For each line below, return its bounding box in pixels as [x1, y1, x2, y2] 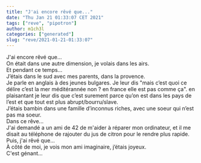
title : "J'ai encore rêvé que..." [6, 8, 94, 15]
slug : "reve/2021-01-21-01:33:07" [6, 37, 94, 43]
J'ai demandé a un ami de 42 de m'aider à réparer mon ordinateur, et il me [6, 124, 191, 131]
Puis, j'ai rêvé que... [6, 137, 56, 144]
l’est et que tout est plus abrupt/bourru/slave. [6, 98, 119, 106]
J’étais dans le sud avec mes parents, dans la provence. [6, 73, 145, 80]
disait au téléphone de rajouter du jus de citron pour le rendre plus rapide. [6, 130, 190, 138]
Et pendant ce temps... [6, 66, 63, 73]
